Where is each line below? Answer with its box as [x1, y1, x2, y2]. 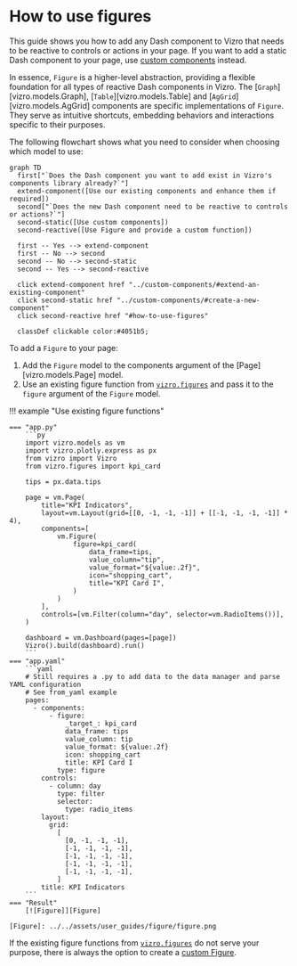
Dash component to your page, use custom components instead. [9, 54, 247, 65]
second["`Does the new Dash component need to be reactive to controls [17, 202, 289, 211]
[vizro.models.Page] [21, 369, 97, 380]
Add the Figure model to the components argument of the [21, 359, 235, 371]
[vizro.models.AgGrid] [9, 100, 91, 111]
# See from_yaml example [25, 688, 117, 697]
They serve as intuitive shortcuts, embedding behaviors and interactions [9, 110, 275, 120]
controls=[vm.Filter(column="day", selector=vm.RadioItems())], [41, 610, 285, 618]
